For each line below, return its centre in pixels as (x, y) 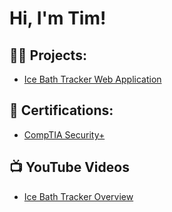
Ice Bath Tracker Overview (78, 196)
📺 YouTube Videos (69, 167)
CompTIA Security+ (64, 134)
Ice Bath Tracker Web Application (92, 79)
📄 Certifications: (61, 110)
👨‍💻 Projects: (48, 55)
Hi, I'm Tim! (58, 18)
